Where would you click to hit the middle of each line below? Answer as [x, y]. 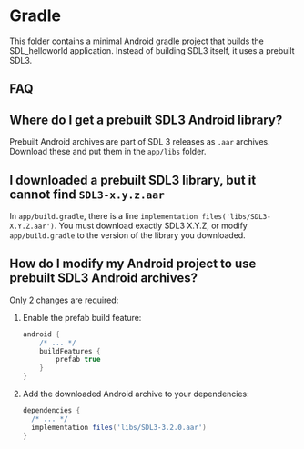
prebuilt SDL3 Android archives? [104, 278]
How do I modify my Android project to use [133, 264]
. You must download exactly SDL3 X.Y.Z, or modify [151, 225]
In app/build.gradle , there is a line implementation [104, 215]
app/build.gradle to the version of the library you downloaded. [127, 235]
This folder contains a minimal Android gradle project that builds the [137, 41]
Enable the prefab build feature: [82, 317]
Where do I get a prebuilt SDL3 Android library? [146, 120]
